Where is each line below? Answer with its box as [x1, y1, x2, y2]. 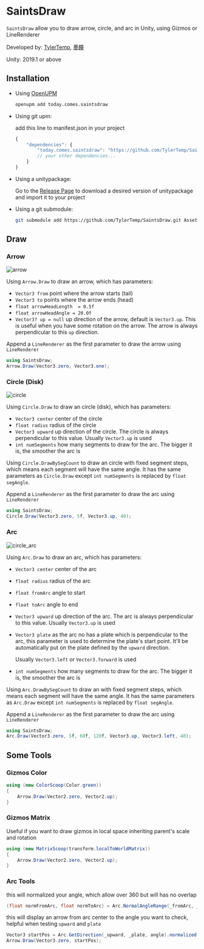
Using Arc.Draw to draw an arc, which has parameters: [6, 553, 142, 561]
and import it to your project [15, 193, 86, 201]
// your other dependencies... [37, 153, 117, 159]
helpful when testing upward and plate [6, 920, 101, 928]
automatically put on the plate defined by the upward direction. [15, 644, 170, 651]
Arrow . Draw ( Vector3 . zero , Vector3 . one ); [6, 363, 110, 369]
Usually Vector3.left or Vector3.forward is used [15, 655, 137, 663]
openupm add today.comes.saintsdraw [15, 101, 108, 107]
